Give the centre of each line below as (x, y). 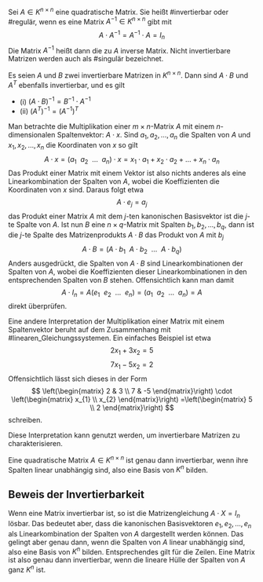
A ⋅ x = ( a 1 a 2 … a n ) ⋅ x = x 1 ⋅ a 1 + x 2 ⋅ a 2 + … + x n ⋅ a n (132, 160)
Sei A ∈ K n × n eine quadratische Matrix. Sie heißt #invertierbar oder (119, 11)
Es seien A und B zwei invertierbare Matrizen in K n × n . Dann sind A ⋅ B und (128, 75)
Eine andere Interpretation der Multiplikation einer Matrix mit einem (117, 321)
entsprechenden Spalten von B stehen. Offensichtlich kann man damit (121, 280)
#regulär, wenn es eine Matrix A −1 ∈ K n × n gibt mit (90, 20)
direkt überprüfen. (38, 306)
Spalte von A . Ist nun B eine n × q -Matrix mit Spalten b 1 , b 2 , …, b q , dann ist (135, 226)
